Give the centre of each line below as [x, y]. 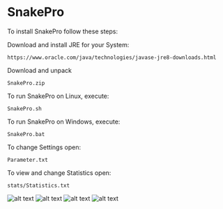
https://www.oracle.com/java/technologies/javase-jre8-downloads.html [112, 57]
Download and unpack [39, 70]
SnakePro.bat [26, 134]
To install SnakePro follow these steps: [63, 31]
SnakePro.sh [24, 108]
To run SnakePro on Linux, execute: [58, 96]
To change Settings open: [44, 147]
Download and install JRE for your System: [68, 44]
